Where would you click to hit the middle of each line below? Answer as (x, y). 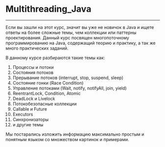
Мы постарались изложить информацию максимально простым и (75, 134)
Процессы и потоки (33, 67)
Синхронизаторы (31, 119)
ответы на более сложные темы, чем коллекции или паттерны (71, 32)
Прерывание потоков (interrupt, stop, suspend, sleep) (68, 78)
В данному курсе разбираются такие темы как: (55, 58)
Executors (23, 114)
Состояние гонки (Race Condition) (48, 83)
